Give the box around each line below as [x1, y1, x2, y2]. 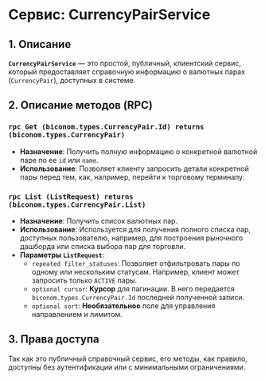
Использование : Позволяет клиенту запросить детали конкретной [19, 164, 249, 173]
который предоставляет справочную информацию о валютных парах [8, 67, 245, 77]
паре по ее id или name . [19, 155, 99, 164]
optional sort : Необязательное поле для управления [31, 301, 216, 311]
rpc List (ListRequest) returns [8, 192, 134, 201]
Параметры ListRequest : [19, 250, 105, 259]
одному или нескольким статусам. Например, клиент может [31, 267, 240, 276]
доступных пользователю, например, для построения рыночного [19, 233, 244, 243]
